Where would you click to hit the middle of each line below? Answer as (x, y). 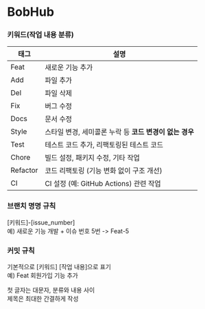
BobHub (31, 12)
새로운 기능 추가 (69, 67)
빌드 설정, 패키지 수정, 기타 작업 (92, 158)
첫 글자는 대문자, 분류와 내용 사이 (51, 290)
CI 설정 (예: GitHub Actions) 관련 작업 (102, 184)
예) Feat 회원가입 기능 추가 (43, 275)
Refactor (24, 171)
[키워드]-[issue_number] (41, 222)
